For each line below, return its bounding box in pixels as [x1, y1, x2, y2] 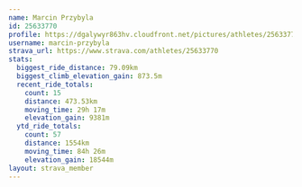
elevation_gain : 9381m [24, 113, 110, 122]
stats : [8, 55, 33, 64]
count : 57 [24, 130, 62, 139]
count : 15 [24, 88, 62, 97]
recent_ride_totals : [16, 80, 94, 89]
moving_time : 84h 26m [24, 147, 105, 156]
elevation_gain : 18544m [24, 155, 114, 165]
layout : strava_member [8, 164, 94, 173]
